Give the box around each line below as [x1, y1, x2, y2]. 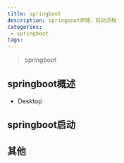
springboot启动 [7, 119, 76, 131]
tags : [7, 37, 23, 44]
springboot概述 [7, 78, 76, 90]
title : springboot [7, 10, 61, 18]
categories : [7, 23, 42, 30]
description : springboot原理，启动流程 [7, 17, 117, 24]
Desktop [17, 96, 42, 105]
